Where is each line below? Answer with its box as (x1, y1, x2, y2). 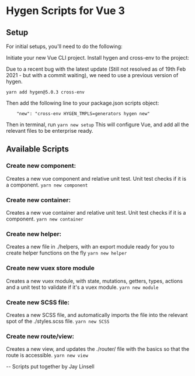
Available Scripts (6, 144, 69, 154)
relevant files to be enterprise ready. (6, 127, 93, 134)
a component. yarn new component (6, 181, 88, 188)
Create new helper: (6, 230, 62, 238)
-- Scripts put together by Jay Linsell (6, 363, 95, 370)
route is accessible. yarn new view (6, 352, 89, 359)
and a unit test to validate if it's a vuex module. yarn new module (6, 284, 159, 291)
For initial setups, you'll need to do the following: (6, 43, 123, 50)
